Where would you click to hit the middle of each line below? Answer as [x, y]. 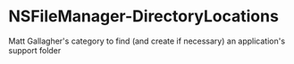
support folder [35, 50]
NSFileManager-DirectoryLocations [143, 16]
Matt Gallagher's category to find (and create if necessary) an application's [147, 41]
